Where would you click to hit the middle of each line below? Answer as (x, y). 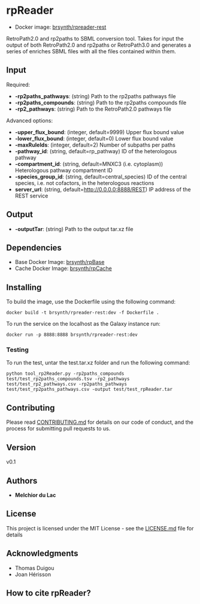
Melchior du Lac (35, 495)
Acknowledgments (43, 553)
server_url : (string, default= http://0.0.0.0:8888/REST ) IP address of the (103, 189)
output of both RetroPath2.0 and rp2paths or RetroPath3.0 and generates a (99, 45)
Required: (18, 84)
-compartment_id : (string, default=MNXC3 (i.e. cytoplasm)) (89, 164)
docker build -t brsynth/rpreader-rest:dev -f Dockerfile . (83, 313)
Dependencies (34, 248)
